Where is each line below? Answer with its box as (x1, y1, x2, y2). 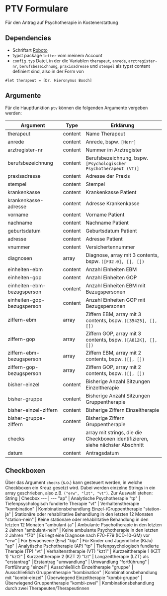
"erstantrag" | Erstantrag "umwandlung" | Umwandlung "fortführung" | (5, 559, 150, 565)
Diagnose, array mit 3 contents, (85, 251, 159, 258)
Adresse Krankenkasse (85, 200, 140, 207)
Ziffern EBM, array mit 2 (85, 349, 142, 356)
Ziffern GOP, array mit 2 (85, 363, 142, 370)
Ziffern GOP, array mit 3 (85, 330, 142, 337)
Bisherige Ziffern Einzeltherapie (85, 406, 160, 413)
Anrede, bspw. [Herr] (85, 138, 137, 145)
